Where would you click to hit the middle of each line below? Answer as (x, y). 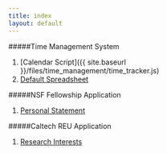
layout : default (35, 23)
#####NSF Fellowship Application (65, 94)
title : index (30, 16)
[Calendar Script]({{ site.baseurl (73, 62)
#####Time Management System (64, 46)
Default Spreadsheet (54, 79)
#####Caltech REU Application (60, 126)
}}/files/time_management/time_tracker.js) (90, 70)
